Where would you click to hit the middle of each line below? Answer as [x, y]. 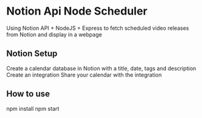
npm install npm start [33, 108]
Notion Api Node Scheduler [77, 11]
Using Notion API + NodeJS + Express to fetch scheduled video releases [98, 28]
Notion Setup [32, 54]
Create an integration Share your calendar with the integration [84, 75]
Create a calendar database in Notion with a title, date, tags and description [101, 68]
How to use [28, 94]
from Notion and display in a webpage [54, 34]
